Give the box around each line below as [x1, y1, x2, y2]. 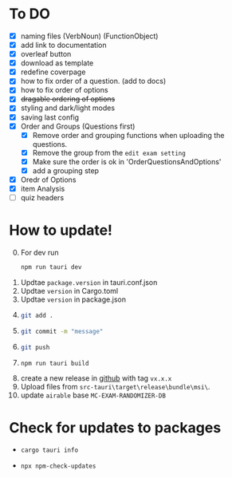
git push [20, 343, 50, 351]
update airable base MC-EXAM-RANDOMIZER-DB [20, 390, 167, 400]
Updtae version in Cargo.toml [20, 286, 119, 295]
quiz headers [20, 193, 65, 202]
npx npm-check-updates [20, 462, 96, 471]
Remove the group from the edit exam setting [32, 148, 186, 157]
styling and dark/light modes [20, 103, 115, 113]
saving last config [20, 113, 79, 122]
